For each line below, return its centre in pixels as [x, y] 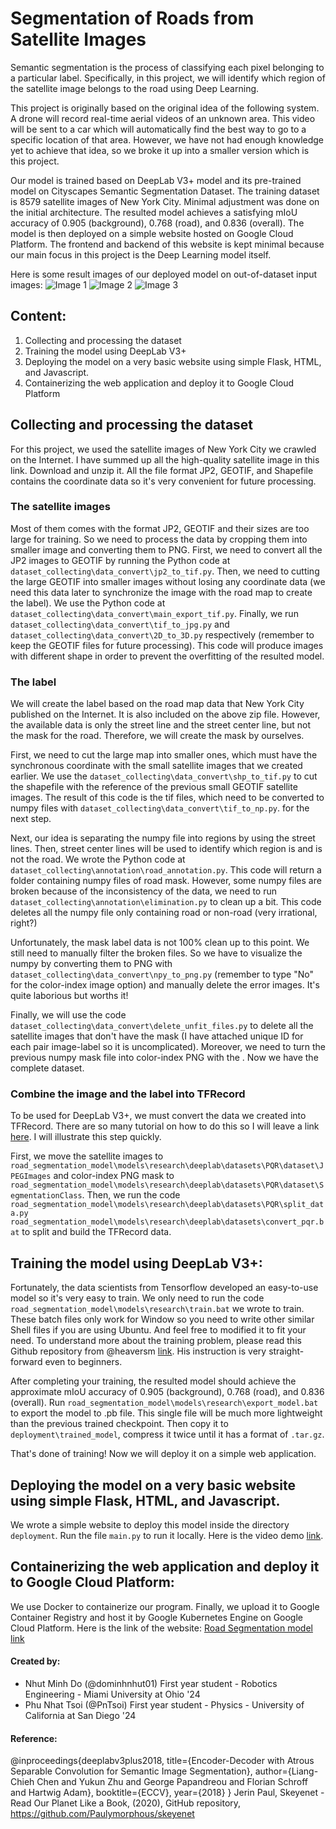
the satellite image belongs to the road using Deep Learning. [135, 88]
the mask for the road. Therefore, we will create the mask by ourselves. [157, 736]
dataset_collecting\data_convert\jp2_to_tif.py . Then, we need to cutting [165, 571]
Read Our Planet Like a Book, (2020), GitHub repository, [126, 1803]
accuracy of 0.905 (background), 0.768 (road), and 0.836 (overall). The [157, 223]
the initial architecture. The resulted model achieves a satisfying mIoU [154, 212]
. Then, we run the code [131, 1195]
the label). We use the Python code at [88, 603]
